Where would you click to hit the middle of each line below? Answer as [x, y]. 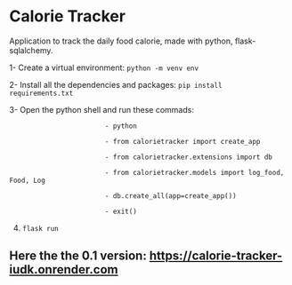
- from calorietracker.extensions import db [189, 157]
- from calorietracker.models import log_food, [195, 172]
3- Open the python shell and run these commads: [101, 109]
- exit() [121, 211]
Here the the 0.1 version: [78, 256]
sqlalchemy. [31, 50]
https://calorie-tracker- [216, 256]
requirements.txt [41, 93]
